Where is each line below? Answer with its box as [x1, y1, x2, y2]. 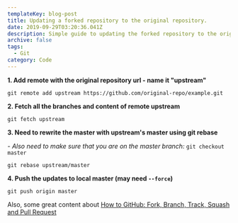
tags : [7, 43, 23, 50]
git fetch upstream [7, 115, 65, 122]
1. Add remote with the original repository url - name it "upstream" [7, 76, 207, 84]
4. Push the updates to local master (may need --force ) [7, 174, 174, 183]
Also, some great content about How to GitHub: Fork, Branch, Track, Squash [7, 200, 230, 209]
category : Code [7, 57, 52, 64]
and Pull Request [7, 207, 57, 216]
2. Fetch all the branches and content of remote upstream [7, 102, 181, 110]
